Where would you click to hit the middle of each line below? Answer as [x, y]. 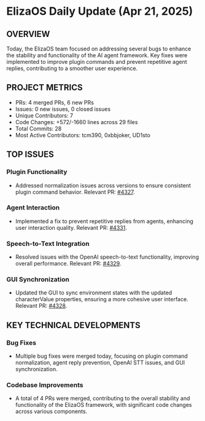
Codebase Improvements [45, 385]
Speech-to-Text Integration [48, 243]
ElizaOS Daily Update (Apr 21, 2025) [100, 11]
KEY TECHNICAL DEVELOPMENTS [73, 325]
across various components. [51, 411]
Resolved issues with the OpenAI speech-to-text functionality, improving [107, 257]
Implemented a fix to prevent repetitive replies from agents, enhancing [104, 221]
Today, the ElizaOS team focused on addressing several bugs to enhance [99, 49]
